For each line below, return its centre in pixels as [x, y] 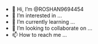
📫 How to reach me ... [39, 35]
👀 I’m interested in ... [37, 15]
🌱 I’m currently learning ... [43, 22]
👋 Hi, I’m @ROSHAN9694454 [48, 9]
